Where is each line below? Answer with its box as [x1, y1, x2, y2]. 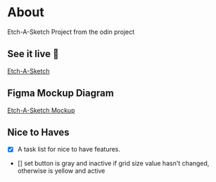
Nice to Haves [7, 126, 70, 138]
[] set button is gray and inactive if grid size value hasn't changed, [17, 159, 210, 168]
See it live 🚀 [7, 48, 59, 60]
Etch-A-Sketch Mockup [7, 106, 75, 114]
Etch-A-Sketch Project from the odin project [7, 28, 135, 36]
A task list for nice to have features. [17, 145, 121, 154]
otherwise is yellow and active [17, 166, 106, 175]
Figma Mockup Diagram [7, 87, 114, 99]
